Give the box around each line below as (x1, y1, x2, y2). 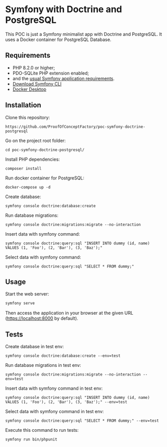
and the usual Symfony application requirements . (12, 75, 115, 82)
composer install (5, 166, 42, 171)
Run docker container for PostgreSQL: (5, 175, 85, 181)
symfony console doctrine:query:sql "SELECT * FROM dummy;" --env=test (5, 418, 159, 424)
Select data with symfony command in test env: (5, 408, 104, 415)
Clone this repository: (5, 114, 50, 120)
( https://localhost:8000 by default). (5, 315, 78, 321)
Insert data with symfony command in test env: (5, 385, 103, 391)
